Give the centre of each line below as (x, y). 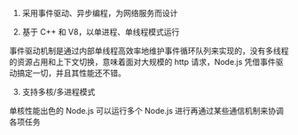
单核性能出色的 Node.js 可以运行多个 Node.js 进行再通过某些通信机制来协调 (146, 111)
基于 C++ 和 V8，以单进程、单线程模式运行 (101, 32)
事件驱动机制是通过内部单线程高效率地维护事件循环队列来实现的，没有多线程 (149, 51)
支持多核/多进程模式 (59, 92)
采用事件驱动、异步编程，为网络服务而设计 (100, 13)
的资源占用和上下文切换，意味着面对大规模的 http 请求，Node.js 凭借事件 (143, 62)
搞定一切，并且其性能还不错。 (71, 73)
